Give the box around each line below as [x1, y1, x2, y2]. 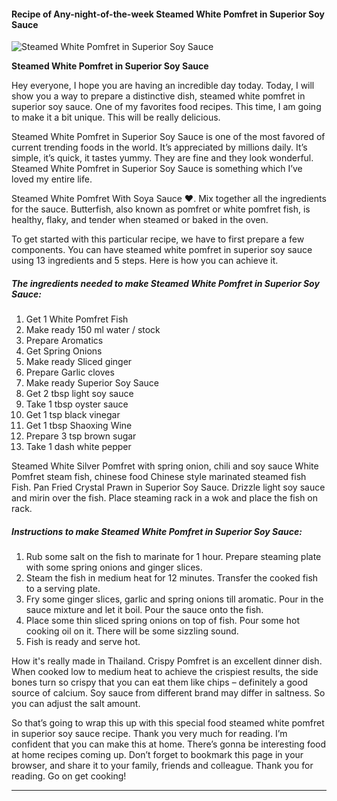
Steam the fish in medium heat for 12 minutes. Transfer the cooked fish [25, 572, 319, 584]
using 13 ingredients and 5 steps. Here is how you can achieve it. [11, 255, 279, 267]
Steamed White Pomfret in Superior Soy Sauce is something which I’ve [11, 163, 303, 175]
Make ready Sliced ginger [25, 356, 133, 368]
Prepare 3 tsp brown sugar [25, 430, 137, 442]
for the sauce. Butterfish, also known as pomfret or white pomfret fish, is [11, 203, 311, 215]
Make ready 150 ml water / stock [25, 324, 161, 336]
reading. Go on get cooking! [11, 770, 127, 782]
